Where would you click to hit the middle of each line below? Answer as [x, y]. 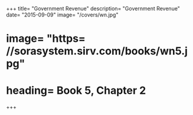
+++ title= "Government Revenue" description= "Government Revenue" [93, 9]
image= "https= [46, 39]
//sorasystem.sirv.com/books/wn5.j [97, 51]
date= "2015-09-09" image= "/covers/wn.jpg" [62, 15]
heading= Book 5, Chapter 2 [76, 91]
